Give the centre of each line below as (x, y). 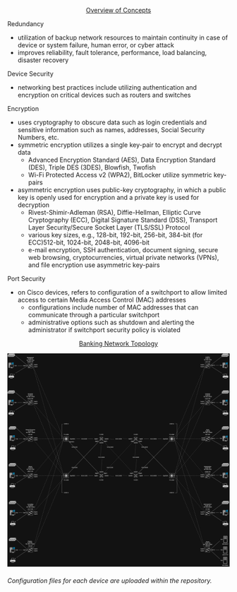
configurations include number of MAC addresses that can (113, 307)
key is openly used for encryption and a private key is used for (108, 197)
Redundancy (26, 24)
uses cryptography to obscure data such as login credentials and (112, 122)
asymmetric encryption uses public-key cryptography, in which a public (122, 190)
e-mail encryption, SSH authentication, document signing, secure (123, 250)
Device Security (31, 74)
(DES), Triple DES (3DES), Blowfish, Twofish (92, 167)
